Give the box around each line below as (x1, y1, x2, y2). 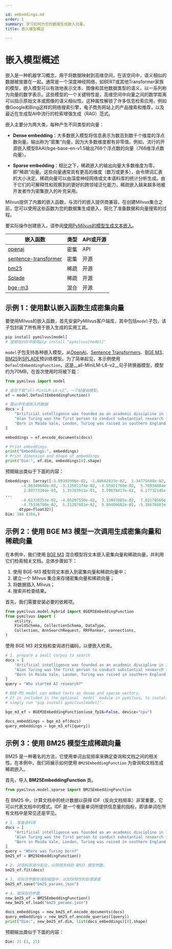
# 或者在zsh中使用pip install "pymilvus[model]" (5, 339, 106, 344)
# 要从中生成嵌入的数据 (5, 402, 49, 407)
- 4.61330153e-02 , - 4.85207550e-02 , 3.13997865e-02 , (21, 498, 137, 503)
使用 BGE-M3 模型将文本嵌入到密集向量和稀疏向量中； (12, 569, 128, 575)
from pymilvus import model (5, 378, 66, 384)
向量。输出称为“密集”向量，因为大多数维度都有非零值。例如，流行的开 (17, 139, 165, 145)
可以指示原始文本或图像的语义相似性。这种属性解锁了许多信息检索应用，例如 (5, 98, 167, 104)
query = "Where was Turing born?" (5, 849, 79, 854)
